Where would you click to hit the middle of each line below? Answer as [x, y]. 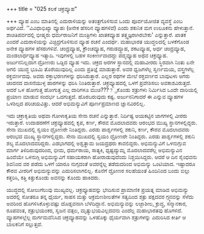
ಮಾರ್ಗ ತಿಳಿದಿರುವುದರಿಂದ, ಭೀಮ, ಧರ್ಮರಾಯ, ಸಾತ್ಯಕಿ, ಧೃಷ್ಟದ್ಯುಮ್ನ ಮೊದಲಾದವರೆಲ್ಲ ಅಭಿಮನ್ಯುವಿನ [94, 150]
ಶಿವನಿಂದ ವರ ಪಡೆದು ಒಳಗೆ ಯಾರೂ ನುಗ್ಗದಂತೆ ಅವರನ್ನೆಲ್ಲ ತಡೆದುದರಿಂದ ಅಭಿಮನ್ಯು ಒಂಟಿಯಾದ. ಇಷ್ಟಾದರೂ [101, 164]
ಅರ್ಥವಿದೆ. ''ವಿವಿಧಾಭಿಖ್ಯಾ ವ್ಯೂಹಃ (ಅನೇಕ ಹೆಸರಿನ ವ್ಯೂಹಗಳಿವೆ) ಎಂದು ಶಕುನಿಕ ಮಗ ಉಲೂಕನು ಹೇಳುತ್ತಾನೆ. [100, 28]
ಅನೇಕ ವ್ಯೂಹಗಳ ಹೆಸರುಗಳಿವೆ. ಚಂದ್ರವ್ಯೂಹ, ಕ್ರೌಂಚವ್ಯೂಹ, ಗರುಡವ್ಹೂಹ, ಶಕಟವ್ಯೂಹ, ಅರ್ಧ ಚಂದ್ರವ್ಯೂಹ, [96, 49]
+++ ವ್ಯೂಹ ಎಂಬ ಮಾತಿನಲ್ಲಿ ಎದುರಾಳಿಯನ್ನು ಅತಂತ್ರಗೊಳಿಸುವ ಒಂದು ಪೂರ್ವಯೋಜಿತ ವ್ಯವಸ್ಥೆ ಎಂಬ [95, 21]
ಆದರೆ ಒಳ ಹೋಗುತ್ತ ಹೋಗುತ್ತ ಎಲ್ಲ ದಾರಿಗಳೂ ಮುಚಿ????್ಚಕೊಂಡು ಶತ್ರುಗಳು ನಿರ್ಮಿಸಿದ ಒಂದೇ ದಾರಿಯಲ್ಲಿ [102, 90]
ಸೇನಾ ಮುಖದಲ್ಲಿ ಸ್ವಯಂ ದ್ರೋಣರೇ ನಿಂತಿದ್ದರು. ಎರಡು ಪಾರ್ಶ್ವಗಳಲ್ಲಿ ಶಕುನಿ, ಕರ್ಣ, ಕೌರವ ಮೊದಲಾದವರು [98, 130]
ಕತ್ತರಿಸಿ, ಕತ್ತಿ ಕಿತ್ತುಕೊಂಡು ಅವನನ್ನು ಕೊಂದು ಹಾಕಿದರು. [53, 177]
